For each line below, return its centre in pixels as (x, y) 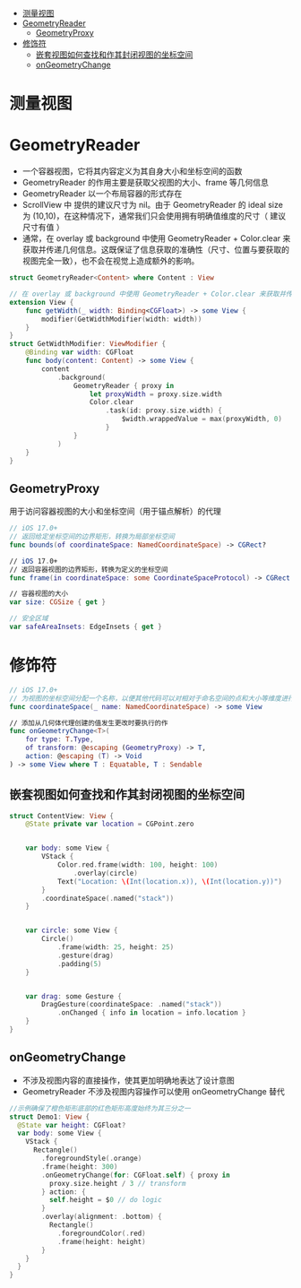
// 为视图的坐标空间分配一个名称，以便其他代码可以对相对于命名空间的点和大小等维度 (146, 698)
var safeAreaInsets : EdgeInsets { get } (86, 627)
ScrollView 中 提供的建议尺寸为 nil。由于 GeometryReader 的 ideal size (153, 205)
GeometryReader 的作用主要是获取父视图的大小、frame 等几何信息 (145, 183)
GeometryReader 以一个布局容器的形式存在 (102, 194)
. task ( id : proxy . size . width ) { (163, 411)
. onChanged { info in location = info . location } (151, 1013)
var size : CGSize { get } (57, 602)
